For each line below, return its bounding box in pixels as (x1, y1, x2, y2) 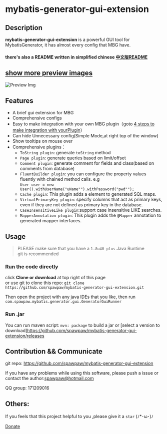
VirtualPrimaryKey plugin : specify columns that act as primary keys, (19, 196, 162, 203)
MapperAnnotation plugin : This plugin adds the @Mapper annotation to (19, 212, 161, 218)
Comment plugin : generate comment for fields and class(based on (19, 160, 154, 166)
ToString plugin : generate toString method (19, 150, 111, 156)
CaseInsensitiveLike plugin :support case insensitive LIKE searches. (19, 207, 162, 213)
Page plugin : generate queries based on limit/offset (19, 155, 126, 161)
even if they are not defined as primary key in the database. (19, 202, 143, 208)
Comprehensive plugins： (12, 144, 66, 150)
